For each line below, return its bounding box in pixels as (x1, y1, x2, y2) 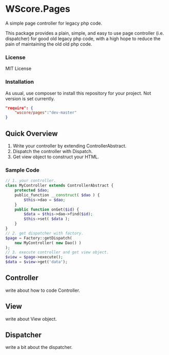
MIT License (5, 65, 32, 72)
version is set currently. (5, 96, 55, 102)
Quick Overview (5, 129, 58, 138)
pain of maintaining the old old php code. (5, 41, 92, 47)
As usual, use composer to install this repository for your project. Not (5, 90, 152, 96)
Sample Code (5, 166, 40, 174)
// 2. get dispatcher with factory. (5, 231, 84, 236)
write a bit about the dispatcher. (5, 344, 73, 350)
